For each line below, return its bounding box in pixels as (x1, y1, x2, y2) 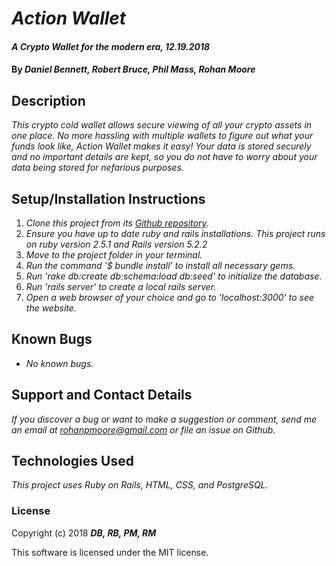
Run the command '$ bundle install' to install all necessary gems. (25, 260, 296, 271)
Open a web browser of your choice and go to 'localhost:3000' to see (25, 292, 315, 303)
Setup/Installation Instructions (11, 190, 206, 207)
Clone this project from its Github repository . (25, 217, 209, 229)
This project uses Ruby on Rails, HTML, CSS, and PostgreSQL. (11, 479, 269, 491)
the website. (25, 302, 77, 314)
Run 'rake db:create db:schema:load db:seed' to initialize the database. (25, 270, 323, 282)
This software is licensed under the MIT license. (11, 546, 209, 558)
